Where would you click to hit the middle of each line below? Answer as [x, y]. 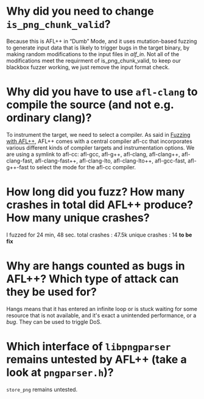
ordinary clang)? [49, 118]
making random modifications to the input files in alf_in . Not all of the [93, 54]
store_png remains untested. [42, 389]
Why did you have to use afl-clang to [102, 92]
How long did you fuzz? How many [96, 192]
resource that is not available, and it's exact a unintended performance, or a [101, 315]
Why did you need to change [80, 11]
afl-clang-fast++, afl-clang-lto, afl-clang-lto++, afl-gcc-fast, [111, 161]
